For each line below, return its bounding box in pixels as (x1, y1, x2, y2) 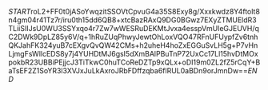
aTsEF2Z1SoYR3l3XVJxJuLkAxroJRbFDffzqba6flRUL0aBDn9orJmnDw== (8, 66, 248, 75)
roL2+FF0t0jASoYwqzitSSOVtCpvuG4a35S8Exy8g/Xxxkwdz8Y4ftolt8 (30, 7, 260, 16)
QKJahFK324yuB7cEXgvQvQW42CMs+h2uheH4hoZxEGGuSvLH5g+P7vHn (8, 41, 258, 50)
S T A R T (8, 7, 31, 16)
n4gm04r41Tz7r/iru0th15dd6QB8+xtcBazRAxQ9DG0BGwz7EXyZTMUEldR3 (8, 15, 258, 25)
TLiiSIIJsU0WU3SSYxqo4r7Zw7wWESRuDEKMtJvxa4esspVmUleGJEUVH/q (8, 24, 260, 33)
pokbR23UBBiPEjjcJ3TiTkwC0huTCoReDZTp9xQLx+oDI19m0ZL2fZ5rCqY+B (8, 57, 261, 67)
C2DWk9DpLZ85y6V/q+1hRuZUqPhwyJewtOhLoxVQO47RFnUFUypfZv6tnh (8, 32, 258, 41)
